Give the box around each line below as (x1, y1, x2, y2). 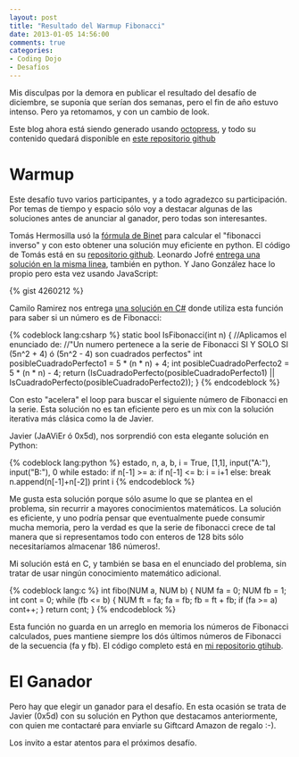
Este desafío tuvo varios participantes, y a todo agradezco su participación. (9, 194, 287, 204)
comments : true (9, 37, 66, 47)
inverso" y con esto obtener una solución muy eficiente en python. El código (9, 239, 291, 250)
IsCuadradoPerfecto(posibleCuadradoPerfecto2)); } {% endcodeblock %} (9, 377, 281, 387)
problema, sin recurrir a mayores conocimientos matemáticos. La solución (9, 503, 281, 513)
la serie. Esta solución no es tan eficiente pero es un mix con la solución (9, 403, 274, 414)
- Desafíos (9, 63, 50, 72)
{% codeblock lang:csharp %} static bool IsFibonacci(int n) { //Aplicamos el (9, 329, 287, 340)
